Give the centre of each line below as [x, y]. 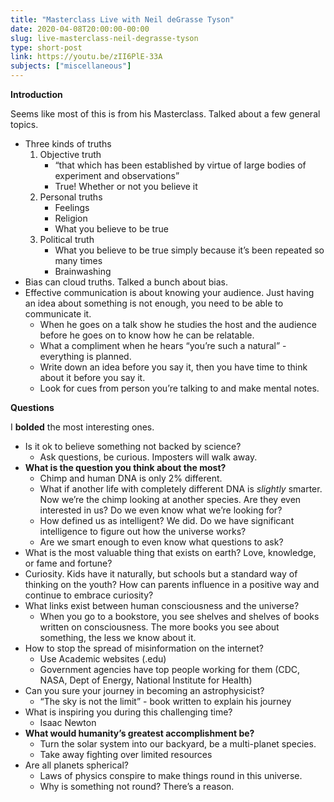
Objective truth [70, 154]
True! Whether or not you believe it [126, 186]
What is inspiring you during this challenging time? [128, 712]
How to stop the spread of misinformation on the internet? [144, 648]
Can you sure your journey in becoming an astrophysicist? [144, 690]
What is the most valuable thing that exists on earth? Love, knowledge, [170, 552]
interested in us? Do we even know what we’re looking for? [161, 510]
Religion [71, 218]
